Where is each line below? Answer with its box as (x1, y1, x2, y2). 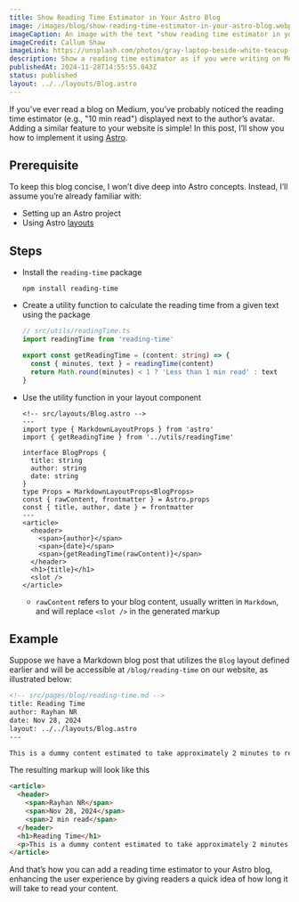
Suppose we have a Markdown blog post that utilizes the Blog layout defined (9, 655, 290, 666)
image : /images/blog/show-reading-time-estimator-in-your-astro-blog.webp (9, 21, 293, 30)
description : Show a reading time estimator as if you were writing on (9, 54, 280, 63)
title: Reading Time (9, 700, 86, 709)
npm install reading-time (21, 284, 118, 294)
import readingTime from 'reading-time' (21, 335, 174, 344)
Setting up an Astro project (21, 208, 122, 219)
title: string (30, 456, 83, 465)
